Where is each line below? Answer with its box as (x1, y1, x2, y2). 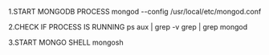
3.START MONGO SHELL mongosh (8, 37, 124, 47)
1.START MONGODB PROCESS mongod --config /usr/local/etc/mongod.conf (8, 7, 262, 16)
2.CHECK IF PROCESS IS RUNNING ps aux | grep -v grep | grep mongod (8, 22, 248, 31)
